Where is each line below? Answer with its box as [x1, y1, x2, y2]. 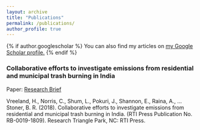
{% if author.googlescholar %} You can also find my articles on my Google [6, 43, 193, 50]
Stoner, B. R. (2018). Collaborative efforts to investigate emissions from [6, 104, 185, 111]
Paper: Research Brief [6, 86, 62, 93]
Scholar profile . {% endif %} [6, 49, 77, 56]
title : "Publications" [6, 15, 64, 21]
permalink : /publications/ [6, 20, 75, 26]
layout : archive [6, 9, 48, 15]
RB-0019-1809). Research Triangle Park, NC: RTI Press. [6, 117, 146, 124]
